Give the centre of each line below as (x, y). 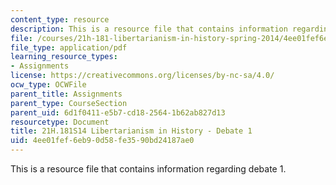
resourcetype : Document (60, 122)
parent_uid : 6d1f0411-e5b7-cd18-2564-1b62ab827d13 (118, 112)
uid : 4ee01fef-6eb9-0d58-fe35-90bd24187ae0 (102, 141)
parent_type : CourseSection (69, 103)
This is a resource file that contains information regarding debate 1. (148, 169)
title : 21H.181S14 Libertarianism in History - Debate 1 (131, 131)
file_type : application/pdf (69, 47)
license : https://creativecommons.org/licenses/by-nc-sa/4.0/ (142, 76)
